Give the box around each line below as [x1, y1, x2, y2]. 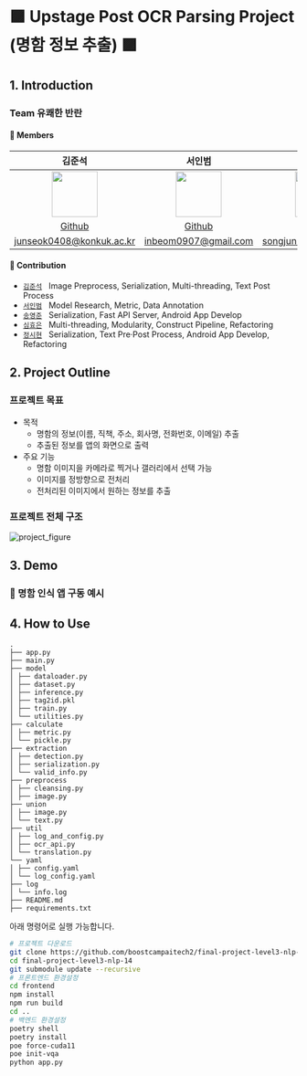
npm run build [9, 998, 64, 1008]
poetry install [9, 1032, 68, 1041]
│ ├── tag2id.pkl [9, 696, 76, 705]
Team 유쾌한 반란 [9, 106, 82, 119]
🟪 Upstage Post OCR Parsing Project [9, 6, 295, 27]
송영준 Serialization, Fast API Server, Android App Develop [22, 309, 242, 320]
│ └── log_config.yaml [9, 872, 96, 881]
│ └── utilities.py [9, 712, 84, 722]
